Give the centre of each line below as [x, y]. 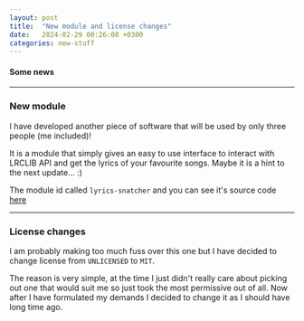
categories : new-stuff [52, 43]
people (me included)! [51, 136]
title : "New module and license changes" [90, 26]
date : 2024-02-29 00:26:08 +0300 [76, 34]
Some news [32, 71]
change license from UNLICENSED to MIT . [82, 261]
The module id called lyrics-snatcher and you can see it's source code [143, 190]
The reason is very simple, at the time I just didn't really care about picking [148, 279]
